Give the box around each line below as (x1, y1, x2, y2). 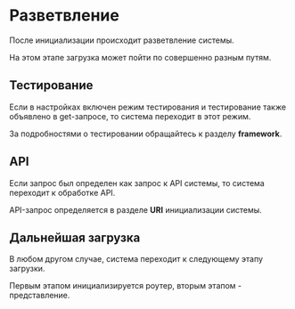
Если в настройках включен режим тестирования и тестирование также (9, 102, 287, 112)
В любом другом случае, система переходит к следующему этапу (9, 254, 264, 264)
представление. (9, 290, 70, 301)
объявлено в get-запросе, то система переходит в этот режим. (9, 110, 251, 121)
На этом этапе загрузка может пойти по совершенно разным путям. (9, 52, 272, 62)
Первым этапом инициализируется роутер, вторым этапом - (9, 281, 242, 291)
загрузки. (9, 264, 45, 274)
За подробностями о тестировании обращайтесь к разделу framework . (9, 128, 283, 139)
